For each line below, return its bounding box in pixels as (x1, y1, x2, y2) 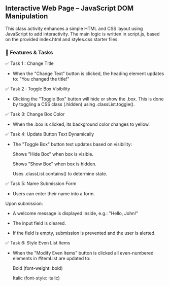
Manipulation (5, 12, 48, 21)
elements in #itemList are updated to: (12, 256, 91, 262)
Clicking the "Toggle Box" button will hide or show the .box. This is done (12, 96, 164, 102)
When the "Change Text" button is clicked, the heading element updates (12, 70, 164, 77)
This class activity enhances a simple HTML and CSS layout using (5, 25, 143, 31)
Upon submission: (5, 200, 43, 207)
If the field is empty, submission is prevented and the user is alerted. (12, 230, 156, 236)
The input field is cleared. (12, 220, 66, 226)
